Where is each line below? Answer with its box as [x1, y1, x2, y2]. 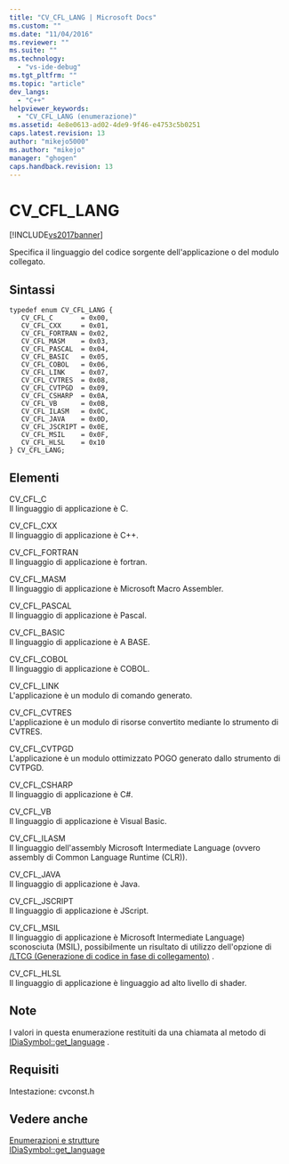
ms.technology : [9, 54, 66, 63]
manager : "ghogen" [9, 153, 77, 163]
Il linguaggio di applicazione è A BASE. [9, 636, 151, 647]
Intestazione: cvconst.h [9, 1086, 95, 1096]
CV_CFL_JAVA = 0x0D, [20, 415, 109, 424]
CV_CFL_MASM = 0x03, [20, 337, 109, 346]
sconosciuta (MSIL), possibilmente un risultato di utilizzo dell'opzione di [9, 941, 272, 952]
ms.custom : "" [9, 21, 62, 30]
